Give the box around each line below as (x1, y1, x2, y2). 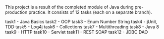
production (5, 9, 28, 15)
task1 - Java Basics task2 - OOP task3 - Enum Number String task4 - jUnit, (5, 19, 158, 24)
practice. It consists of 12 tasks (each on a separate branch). (28, 9, 152, 15)
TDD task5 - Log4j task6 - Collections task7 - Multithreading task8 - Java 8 (5, 24, 160, 30)
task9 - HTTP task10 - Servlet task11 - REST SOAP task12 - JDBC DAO (5, 29, 148, 35)
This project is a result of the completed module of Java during (5, 4, 134, 10)
